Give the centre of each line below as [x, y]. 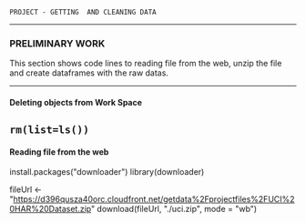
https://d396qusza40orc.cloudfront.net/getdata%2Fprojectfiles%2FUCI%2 [154, 199]
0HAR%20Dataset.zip [51, 209]
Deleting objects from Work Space [76, 102]
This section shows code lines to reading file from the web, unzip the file [146, 64]
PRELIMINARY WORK [57, 43]
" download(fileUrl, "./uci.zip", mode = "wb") [174, 209]
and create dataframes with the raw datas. [89, 73]
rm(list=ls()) [49, 130]
